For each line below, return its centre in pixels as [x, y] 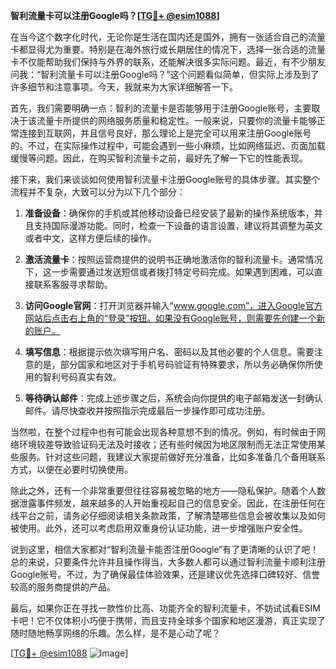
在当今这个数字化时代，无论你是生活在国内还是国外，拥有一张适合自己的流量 [168, 37]
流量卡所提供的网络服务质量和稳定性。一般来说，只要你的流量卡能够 [176, 120]
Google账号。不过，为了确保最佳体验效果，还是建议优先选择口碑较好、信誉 [165, 574]
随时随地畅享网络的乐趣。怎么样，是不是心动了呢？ [115, 633]
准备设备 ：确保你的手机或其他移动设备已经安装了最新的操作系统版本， [169, 213]
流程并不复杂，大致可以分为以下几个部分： [98, 192]
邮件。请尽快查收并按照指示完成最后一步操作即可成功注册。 [147, 410]
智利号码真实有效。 [82, 377]
